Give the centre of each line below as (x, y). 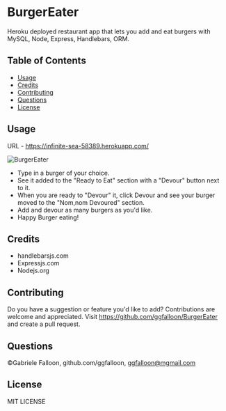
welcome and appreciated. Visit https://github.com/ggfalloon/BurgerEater (112, 317)
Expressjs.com (38, 263)
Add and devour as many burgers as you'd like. (85, 210)
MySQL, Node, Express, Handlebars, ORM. (68, 38)
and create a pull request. (44, 324)
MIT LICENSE (26, 401)
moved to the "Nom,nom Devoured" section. (81, 202)
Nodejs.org (33, 271)
